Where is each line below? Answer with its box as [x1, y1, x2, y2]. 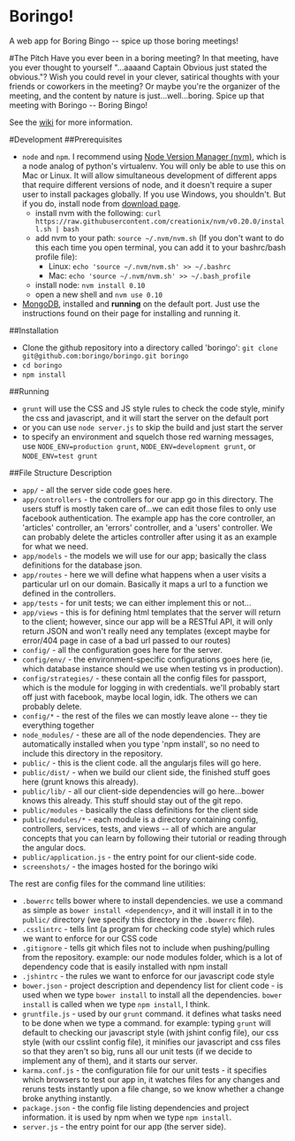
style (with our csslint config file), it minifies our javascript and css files [21, 1036, 281, 1047]
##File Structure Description [9, 467, 112, 477]
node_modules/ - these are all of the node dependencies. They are [21, 729, 261, 740]
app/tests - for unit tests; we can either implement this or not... [21, 597, 252, 608]
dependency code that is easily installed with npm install [21, 961, 228, 972]
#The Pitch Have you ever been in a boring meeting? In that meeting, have [9, 52, 279, 63]
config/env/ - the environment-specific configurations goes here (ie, [21, 654, 273, 664]
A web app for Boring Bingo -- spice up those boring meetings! [9, 35, 238, 46]
